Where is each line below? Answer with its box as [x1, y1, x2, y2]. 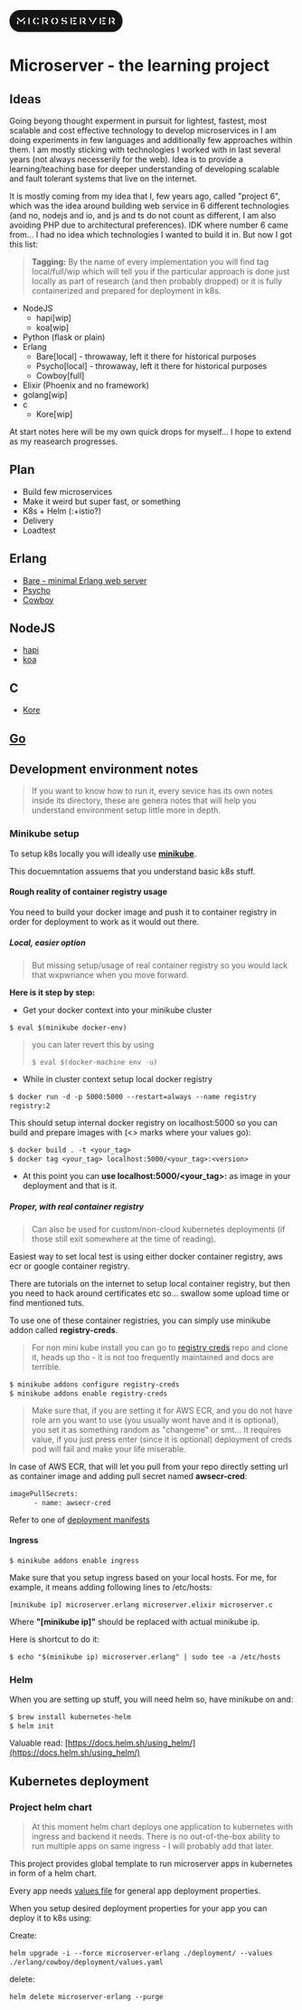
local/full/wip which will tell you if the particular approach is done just [31, 266, 290, 276]
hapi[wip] [35, 313, 72, 323]
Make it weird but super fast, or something [22, 496, 181, 507]
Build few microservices [22, 486, 113, 497]
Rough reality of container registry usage [9, 886, 167, 897]
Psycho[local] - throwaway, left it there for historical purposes [35, 361, 268, 372]
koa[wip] [35, 323, 70, 333]
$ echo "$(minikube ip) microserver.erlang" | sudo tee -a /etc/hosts [9, 1653, 281, 1662]
